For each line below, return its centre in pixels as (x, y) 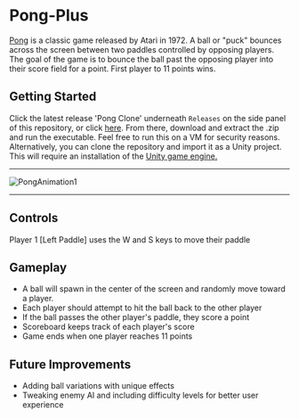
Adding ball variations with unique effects (98, 386)
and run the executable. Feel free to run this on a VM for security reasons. (145, 137)
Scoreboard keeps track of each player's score (108, 327)
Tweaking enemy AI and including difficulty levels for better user (140, 395)
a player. (38, 299)
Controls (34, 218)
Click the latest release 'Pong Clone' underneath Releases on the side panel (148, 118)
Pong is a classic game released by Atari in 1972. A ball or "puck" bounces (145, 40)
